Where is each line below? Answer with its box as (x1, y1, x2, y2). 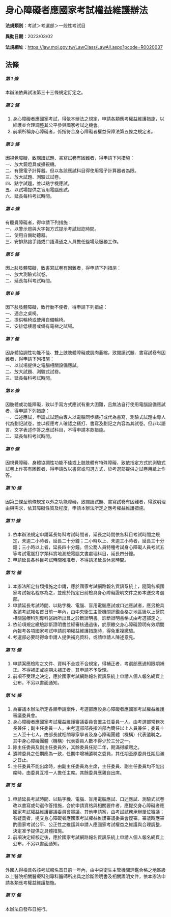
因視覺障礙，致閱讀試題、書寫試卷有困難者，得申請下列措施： (5, 155, 135, 161)
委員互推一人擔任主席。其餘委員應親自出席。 (30, 769, 125, 776)
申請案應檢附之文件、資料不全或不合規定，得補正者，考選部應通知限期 (12, 660, 160, 667)
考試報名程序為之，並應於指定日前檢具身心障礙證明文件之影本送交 (17, 589, 156, 595)
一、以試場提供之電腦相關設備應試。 (5, 362, 81, 368)
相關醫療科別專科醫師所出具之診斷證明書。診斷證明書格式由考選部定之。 (12, 615, 164, 621)
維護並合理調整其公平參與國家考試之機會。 (12, 122, 102, 128)
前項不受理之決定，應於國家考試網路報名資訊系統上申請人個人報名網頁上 (12, 673, 164, 679)
